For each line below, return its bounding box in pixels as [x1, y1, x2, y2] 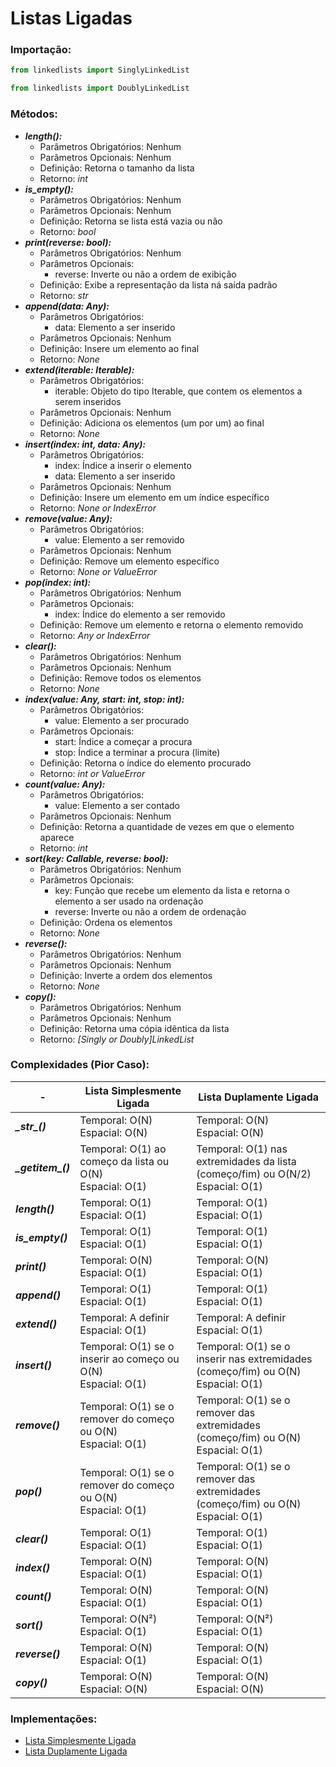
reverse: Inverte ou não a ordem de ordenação [54, 905, 247, 917]
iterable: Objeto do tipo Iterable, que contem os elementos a [54, 385, 303, 397]
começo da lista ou [79, 1154, 170, 1168]
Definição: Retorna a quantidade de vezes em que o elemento [39, 820, 295, 832]
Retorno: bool [39, 225, 97, 237]
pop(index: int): [24, 576, 92, 588]
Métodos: [10, 107, 58, 121]
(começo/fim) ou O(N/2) [196, 1167, 312, 1181]
